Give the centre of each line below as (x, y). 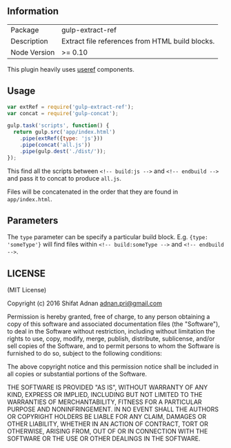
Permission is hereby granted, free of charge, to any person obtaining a (109, 317)
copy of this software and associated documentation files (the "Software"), (114, 324)
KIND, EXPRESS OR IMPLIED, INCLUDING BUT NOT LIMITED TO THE (105, 395)
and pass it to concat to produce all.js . (64, 178)
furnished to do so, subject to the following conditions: (84, 354)
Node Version (33, 52)
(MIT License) (27, 290)
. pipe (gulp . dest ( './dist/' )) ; (63, 151)
